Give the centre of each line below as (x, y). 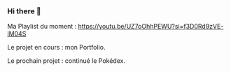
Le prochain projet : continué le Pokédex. (66, 61)
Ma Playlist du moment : (42, 27)
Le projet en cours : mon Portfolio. (56, 48)
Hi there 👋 (24, 11)
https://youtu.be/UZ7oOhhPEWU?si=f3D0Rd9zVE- (151, 27)
